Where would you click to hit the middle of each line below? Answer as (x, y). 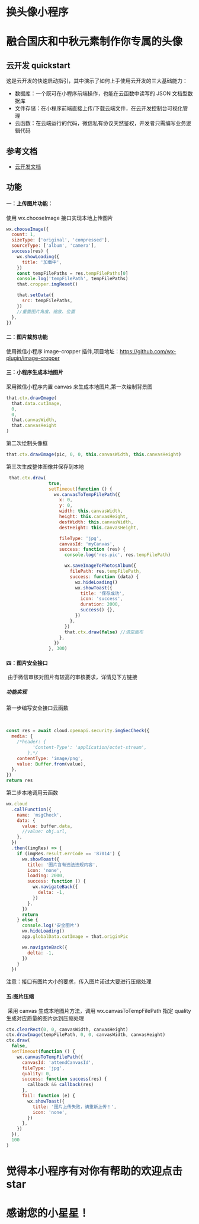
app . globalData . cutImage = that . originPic (75, 937)
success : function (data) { (104, 577)
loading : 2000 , (46, 876)
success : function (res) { (92, 550)
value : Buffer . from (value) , (51, 764)
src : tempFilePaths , (47, 301)
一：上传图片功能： (30, 203)
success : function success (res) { (65, 1079)
